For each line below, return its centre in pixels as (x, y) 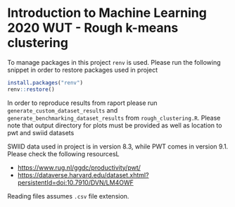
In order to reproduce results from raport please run (82, 103)
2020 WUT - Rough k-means (93, 28)
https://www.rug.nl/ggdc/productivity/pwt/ (79, 168)
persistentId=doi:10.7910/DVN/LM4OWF (75, 182)
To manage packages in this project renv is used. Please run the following (114, 62)
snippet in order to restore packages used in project (83, 70)
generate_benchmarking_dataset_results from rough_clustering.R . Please (114, 118)
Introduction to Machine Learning (107, 13)
